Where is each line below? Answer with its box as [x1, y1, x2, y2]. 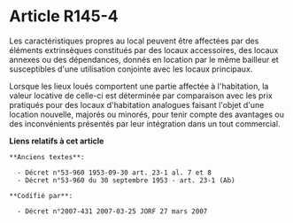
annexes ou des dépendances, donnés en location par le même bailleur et [9, 54, 279, 65]
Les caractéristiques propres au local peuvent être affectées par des [9, 35, 259, 46]
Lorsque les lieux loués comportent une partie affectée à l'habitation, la [9, 81, 269, 91]
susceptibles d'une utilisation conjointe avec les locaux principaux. [9, 64, 253, 74]
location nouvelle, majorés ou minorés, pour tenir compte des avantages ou [9, 109, 285, 119]
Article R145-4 [9, 6, 119, 27]
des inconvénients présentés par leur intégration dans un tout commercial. [9, 118, 281, 129]
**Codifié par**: [9, 191, 73, 200]
